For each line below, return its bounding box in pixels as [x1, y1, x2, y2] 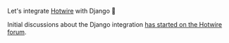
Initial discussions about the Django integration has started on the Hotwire [7, 20, 223, 28]
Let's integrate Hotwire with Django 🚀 [7, 7, 116, 15]
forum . [7, 28, 27, 36]
